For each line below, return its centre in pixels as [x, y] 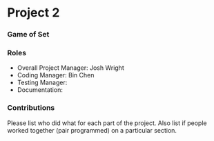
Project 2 [33, 13]
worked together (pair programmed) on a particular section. [92, 130]
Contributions [31, 108]
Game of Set [28, 35]
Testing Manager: [42, 83]
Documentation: [40, 90]
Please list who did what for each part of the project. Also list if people [107, 123]
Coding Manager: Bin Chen [56, 75]
